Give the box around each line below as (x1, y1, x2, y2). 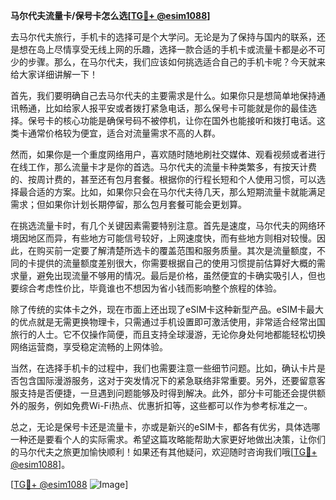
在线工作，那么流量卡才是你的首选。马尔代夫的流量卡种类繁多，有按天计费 (10, 161, 317, 173)
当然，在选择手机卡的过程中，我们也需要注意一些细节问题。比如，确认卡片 (10, 362, 317, 374)
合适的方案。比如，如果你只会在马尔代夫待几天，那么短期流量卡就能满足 (27, 186, 326, 198)
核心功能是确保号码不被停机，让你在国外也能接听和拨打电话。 (62, 115, 317, 126)
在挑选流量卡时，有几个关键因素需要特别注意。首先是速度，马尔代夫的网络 (10, 220, 317, 231)
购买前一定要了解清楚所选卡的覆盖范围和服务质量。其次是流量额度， (36, 245, 317, 256)
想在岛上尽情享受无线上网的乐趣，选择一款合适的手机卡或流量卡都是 (18, 44, 300, 55)
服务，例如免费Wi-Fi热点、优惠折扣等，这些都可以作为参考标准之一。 (27, 400, 313, 411)
